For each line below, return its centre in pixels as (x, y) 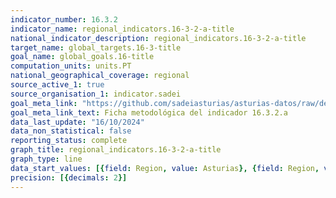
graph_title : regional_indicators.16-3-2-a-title (116, 150)
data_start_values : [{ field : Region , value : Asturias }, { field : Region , (165, 168)
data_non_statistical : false (71, 131)
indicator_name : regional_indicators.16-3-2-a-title (122, 29)
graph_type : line (46, 159)
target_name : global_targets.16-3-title (96, 47)
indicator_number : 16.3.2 (64, 19)
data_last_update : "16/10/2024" (77, 122)
